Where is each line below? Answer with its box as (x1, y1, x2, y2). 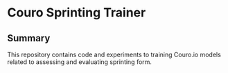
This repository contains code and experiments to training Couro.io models (7, 50, 222, 59)
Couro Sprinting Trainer (7, 5, 146, 21)
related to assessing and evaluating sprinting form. (7, 58, 152, 66)
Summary (7, 32, 51, 44)
